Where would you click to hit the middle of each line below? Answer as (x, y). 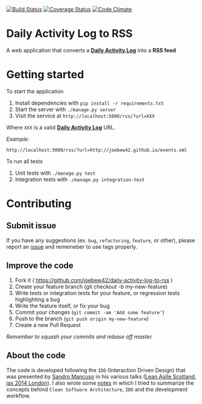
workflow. (18, 396)
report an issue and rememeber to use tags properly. (72, 246)
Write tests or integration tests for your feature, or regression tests (97, 293)
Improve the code (40, 266)
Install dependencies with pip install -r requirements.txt (89, 103)
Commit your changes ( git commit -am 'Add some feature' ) (90, 312)
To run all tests (25, 161)
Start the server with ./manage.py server (65, 109)
